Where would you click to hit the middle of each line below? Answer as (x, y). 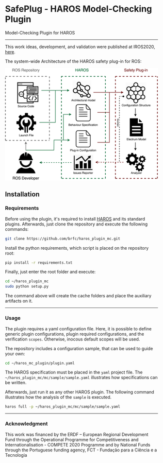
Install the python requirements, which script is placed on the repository (77, 248)
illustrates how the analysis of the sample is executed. (58, 397)
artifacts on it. (19, 301)
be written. (16, 383)
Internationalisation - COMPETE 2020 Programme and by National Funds (78, 445)
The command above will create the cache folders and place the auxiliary (78, 296)
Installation (22, 195)
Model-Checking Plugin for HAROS (40, 33)
